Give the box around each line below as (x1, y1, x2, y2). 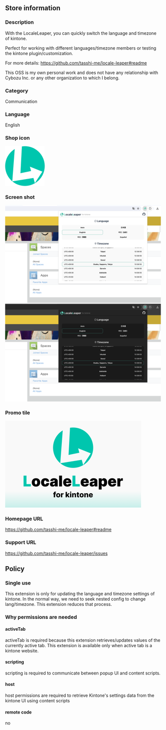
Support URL (5, 539, 37, 546)
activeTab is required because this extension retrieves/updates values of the (5, 637, 161, 643)
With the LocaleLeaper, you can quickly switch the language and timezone (5, 30, 157, 36)
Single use (5, 580, 31, 587)
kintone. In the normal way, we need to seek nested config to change (5, 596, 146, 602)
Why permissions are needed (5, 614, 78, 621)
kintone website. (5, 648, 39, 654)
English (5, 122, 20, 128)
